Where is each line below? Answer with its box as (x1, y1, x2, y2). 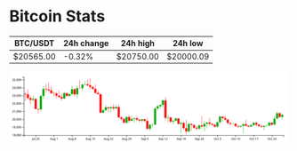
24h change (63, 38, 109, 49)
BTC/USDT (14, 38, 55, 49)
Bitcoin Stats (9, 6, 106, 27)
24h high (120, 38, 156, 49)
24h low (172, 38, 204, 49)
